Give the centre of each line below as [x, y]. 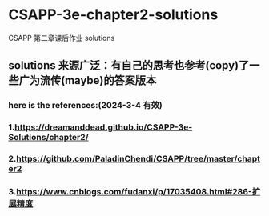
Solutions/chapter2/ [49, 138]
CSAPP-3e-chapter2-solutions [113, 15]
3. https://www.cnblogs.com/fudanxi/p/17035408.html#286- [130, 192]
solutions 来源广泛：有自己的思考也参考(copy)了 [129, 66]
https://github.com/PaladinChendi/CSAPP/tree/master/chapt [138, 159]
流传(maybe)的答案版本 [98, 80]
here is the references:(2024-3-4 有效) [85, 106]
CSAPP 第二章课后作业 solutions [62, 38]
